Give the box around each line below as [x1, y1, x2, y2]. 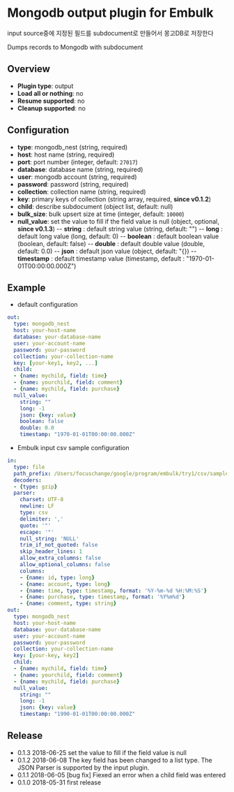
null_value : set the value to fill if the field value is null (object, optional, [17, 217, 219, 225]
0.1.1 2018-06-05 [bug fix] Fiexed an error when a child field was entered [17, 770, 226, 779]
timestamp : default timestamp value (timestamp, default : [17, 254, 185, 263]
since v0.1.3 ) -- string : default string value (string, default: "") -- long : [17, 224, 223, 233]
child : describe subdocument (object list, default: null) [17, 202, 173, 210]
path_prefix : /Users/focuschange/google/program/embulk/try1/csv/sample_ [13, 470, 232, 477]
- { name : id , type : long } [19, 574, 95, 581]
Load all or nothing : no [17, 89, 84, 97]
